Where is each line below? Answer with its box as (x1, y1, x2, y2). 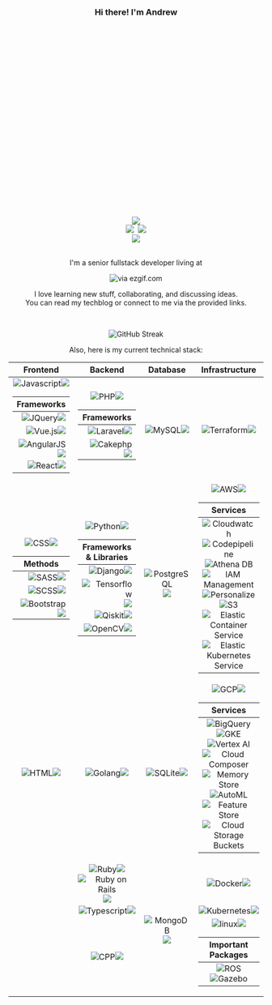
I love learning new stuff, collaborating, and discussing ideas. (34, 289, 238, 299)
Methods (23, 558, 59, 570)
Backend (89, 364, 125, 375)
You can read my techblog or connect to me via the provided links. (25, 298, 247, 308)
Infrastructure (201, 364, 257, 375)
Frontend (23, 364, 59, 375)
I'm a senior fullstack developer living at (70, 258, 202, 267)
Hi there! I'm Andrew (94, 6, 178, 18)
